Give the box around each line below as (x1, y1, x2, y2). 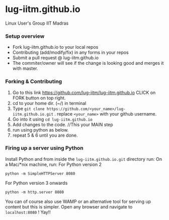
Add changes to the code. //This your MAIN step (12, 122, 113, 128)
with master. (12, 65, 38, 71)
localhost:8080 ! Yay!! (5, 209, 51, 215)
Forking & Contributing (5, 78, 62, 85)
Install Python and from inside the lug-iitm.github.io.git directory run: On (5, 156, 162, 162)
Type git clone (12, 105, 45, 112)
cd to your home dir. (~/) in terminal (12, 100, 87, 106)
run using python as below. (12, 127, 69, 133)
